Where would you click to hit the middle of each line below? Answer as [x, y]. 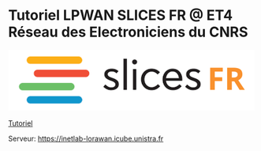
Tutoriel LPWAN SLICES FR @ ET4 [121, 15]
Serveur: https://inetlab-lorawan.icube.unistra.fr [86, 138]
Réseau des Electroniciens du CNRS [128, 32]
